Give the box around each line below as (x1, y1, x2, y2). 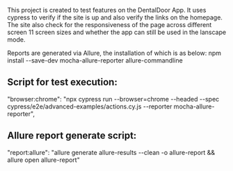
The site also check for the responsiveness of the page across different (7, 21, 212, 28)
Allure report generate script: (7, 130, 137, 142)
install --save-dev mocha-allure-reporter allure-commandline (7, 56, 183, 65)
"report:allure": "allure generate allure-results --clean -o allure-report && (7, 148, 216, 156)
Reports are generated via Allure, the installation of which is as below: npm (7, 49, 221, 57)
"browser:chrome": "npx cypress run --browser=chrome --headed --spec (7, 95, 220, 103)
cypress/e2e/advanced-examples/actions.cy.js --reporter (7, 102, 172, 111)
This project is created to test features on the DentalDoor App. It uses (7, 6, 207, 14)
